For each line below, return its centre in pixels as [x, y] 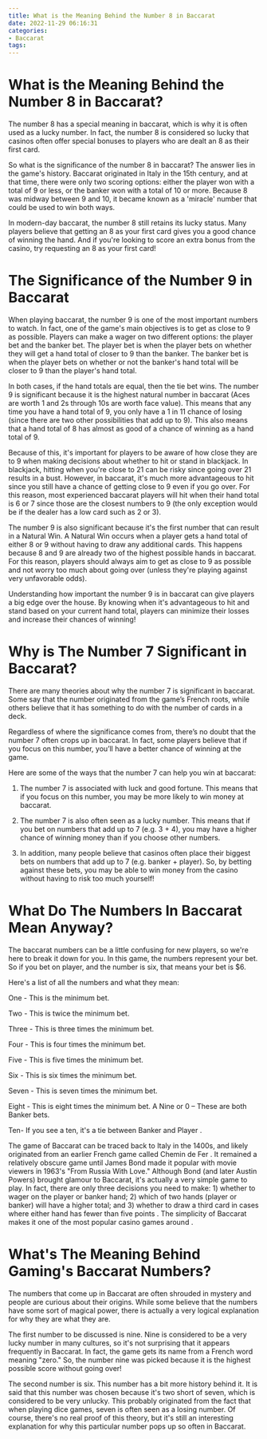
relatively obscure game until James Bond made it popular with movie [123, 1163]
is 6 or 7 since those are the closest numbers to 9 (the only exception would [133, 503]
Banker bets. [29, 1115]
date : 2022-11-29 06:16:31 [53, 23]
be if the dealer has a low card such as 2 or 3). [85, 512]
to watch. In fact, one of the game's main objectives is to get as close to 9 [130, 328]
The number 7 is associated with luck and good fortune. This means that [139, 788]
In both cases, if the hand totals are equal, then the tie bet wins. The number [133, 386]
